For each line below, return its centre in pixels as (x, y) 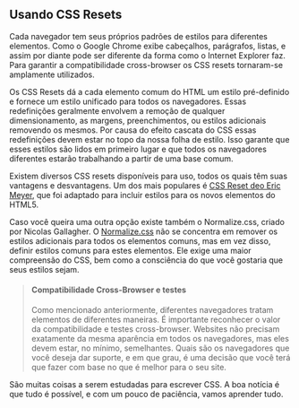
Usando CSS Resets (66, 15)
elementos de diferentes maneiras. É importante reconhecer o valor (156, 320)
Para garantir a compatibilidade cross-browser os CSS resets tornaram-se (146, 65)
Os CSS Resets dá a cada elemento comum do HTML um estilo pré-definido (149, 91)
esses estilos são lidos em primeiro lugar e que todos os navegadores (138, 149)
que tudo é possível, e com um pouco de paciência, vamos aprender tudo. (146, 395)
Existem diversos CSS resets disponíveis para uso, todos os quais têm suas (149, 176)
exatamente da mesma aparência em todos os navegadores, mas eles (160, 339)
